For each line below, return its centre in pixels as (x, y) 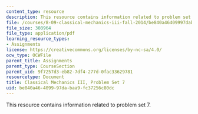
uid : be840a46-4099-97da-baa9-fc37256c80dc (60, 88)
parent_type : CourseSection (41, 66)
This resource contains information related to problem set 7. (79, 105)
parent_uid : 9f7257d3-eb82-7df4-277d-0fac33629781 (70, 72)
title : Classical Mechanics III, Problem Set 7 (66, 83)
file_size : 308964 (29, 28)
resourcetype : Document (35, 77)
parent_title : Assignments (39, 61)
